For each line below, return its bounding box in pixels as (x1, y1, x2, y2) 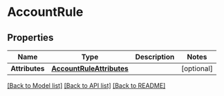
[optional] (180, 64, 213, 73)
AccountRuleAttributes (51, 64, 129, 73)
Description (135, 52, 175, 61)
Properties (7, 32, 54, 44)
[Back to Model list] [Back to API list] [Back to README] (7, 81, 166, 90)
